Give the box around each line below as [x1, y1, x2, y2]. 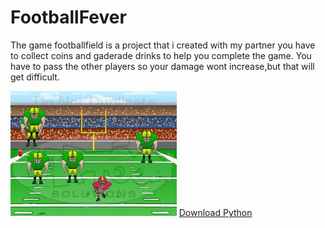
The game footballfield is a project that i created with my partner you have [10, 39, 316, 51]
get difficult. [10, 71, 60, 83]
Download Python [178, 206, 253, 218]
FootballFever [10, 6, 127, 29]
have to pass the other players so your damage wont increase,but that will [10, 60, 315, 72]
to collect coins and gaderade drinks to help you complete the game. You [10, 49, 312, 61]
